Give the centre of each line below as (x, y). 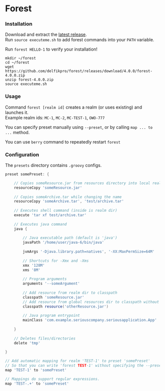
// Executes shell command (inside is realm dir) (66, 211)
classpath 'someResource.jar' (54, 297)
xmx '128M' (34, 265)
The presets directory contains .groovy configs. (54, 166)
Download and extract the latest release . (46, 34)
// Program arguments (45, 279)
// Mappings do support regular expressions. (52, 379)
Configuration (22, 154)
